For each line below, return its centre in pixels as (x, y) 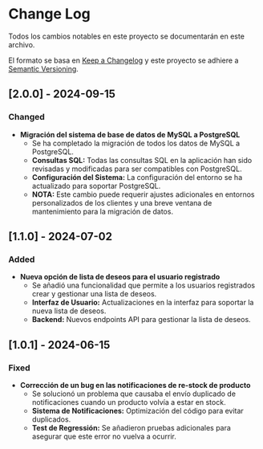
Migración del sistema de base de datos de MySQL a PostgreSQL (130, 134)
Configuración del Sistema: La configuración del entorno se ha (137, 177)
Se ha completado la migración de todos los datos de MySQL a (136, 143)
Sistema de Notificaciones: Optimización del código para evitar (138, 411)
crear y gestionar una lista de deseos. (94, 294)
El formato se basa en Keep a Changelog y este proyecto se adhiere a (123, 60)
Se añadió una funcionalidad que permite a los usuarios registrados (143, 285)
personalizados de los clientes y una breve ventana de (122, 202)
